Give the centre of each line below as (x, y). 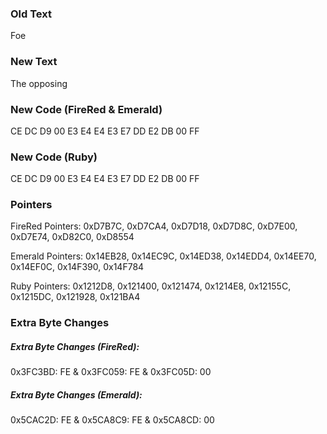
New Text (34, 62)
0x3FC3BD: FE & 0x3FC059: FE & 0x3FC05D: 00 (111, 372)
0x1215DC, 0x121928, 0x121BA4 (75, 297)
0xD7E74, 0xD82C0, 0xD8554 (72, 237)
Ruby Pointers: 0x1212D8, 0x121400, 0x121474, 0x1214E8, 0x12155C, (151, 286)
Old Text (31, 14)
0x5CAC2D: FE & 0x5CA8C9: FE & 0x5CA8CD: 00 (112, 420)
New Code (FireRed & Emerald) (86, 109)
